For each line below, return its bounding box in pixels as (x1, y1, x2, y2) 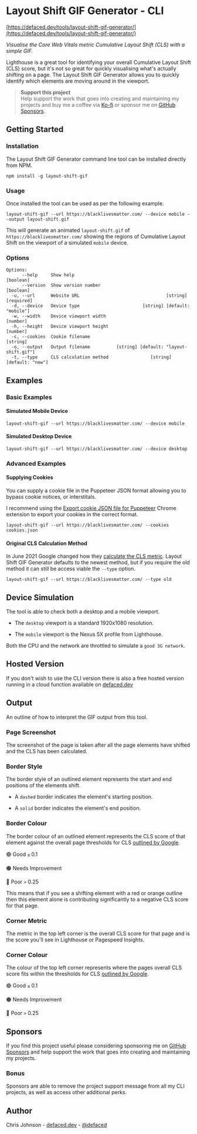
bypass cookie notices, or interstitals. (6, 493, 97, 500)
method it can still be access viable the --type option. (6, 565, 136, 573)
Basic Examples (6, 393, 52, 401)
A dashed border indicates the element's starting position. (14, 793, 153, 800)
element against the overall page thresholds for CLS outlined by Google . (6, 839, 181, 846)
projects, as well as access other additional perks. (6, 1089, 127, 1096)
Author (6, 1106, 32, 1116)
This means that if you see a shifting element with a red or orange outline (6, 889, 183, 896)
